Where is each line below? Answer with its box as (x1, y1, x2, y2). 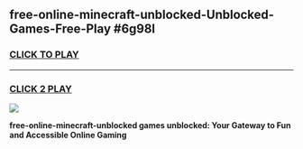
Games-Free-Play (9, 22, 111, 37)
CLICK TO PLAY (9, 49, 79, 61)
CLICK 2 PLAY (9, 82, 72, 95)
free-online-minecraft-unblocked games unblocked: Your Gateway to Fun (9, 119, 291, 130)
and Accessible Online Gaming (9, 129, 127, 140)
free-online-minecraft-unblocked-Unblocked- (9, 7, 275, 23)
